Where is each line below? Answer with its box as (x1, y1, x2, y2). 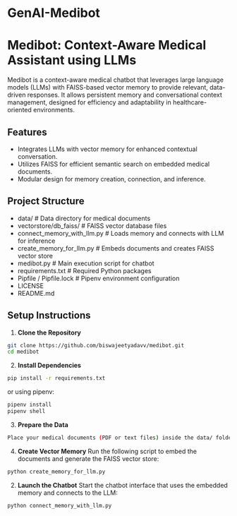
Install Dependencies (17, 361, 81, 370)
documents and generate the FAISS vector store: (17, 454, 159, 463)
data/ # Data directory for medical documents (17, 214, 151, 222)
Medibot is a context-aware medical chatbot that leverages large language (7, 76, 224, 84)
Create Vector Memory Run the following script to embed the (17, 447, 197, 455)
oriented (7, 106, 32, 114)
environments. (32, 106, 75, 114)
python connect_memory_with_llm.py (7, 502, 112, 509)
